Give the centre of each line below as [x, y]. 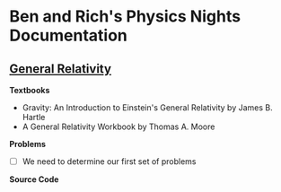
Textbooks [30, 90]
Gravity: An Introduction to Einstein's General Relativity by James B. [148, 108]
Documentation [69, 35]
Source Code [34, 179]
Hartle [34, 117]
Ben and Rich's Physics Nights [125, 17]
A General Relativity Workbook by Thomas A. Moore [119, 127]
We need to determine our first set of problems [109, 161]
